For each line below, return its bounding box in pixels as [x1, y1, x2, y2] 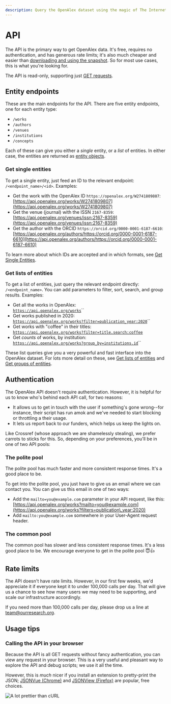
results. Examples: [5, 292, 44, 298]
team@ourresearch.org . [5, 610, 55, 616]
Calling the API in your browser [5, 640, 84, 647]
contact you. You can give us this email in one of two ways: [5, 486, 130, 492]
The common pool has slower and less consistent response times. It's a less [5, 542, 165, 548]
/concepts [12, 139, 34, 144]
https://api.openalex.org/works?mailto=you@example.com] [14, 501, 139, 508]
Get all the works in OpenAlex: [12, 301, 76, 308]
